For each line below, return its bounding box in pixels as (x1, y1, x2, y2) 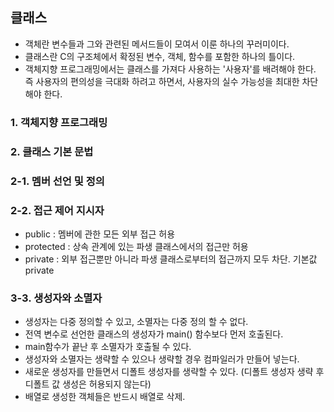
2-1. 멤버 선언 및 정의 (10, 174, 105, 188)
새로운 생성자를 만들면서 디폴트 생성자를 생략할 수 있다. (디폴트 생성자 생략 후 (24, 366, 325, 378)
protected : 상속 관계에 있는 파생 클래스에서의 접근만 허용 (24, 240, 249, 252)
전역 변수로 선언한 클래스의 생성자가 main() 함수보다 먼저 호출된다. (24, 328, 284, 340)
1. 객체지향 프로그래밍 (10, 115, 108, 129)
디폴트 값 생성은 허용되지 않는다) (24, 378, 152, 390)
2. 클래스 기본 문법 (10, 144, 94, 158)
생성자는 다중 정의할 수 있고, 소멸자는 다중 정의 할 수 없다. (24, 316, 249, 328)
